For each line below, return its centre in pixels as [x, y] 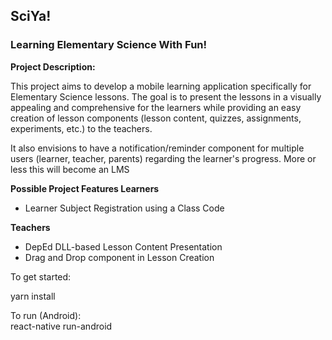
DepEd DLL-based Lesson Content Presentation [123, 246]
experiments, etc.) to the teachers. [81, 128]
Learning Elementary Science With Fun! [109, 45]
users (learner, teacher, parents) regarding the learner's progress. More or [163, 158]
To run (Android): [46, 315]
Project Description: [53, 66]
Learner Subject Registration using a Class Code [124, 208]
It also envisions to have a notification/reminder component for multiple [157, 148]
